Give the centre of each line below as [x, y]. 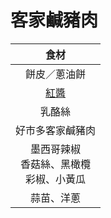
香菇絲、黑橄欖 [56, 164]
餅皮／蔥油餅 [56, 74]
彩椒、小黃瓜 [56, 179]
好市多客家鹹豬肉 [56, 130]
